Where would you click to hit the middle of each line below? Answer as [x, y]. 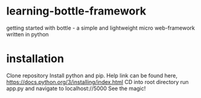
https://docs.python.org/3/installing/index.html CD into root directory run [97, 82]
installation [35, 59]
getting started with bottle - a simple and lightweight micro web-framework [101, 28]
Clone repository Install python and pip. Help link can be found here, [92, 75]
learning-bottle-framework [76, 11]
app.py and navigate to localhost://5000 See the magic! [76, 88]
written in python [28, 34]
